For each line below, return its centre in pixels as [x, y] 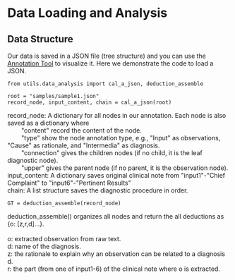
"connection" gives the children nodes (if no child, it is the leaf [112, 153]
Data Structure [41, 39]
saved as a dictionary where [48, 123]
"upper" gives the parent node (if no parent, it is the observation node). [125, 168]
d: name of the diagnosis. [44, 246]
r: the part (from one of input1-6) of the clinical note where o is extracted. [114, 269]
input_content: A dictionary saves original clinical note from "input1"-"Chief [116, 175]
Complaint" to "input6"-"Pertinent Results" [70, 183]
